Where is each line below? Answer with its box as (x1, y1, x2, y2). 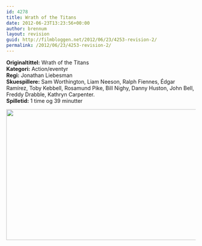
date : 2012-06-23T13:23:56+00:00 (6, 20, 90, 26)
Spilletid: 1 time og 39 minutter (6, 97, 83, 104)
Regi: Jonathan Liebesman (6, 72, 73, 79)
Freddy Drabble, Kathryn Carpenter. (6, 91, 95, 98)
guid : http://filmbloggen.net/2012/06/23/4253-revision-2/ (6, 37, 158, 43)
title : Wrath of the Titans (6, 14, 77, 20)
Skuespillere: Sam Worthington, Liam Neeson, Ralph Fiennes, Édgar (6, 78, 176, 85)
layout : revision (6, 31, 50, 37)
